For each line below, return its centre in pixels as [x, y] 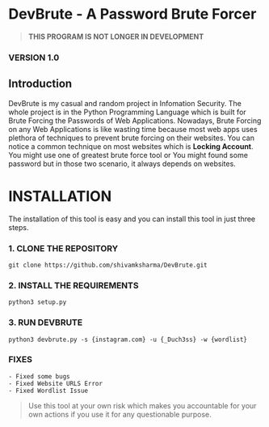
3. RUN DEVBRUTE [46, 322]
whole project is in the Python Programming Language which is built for [127, 112]
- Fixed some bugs [39, 376]
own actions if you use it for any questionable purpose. [120, 414]
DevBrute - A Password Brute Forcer [132, 14]
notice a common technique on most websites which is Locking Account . [131, 146]
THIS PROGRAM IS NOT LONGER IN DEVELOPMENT [116, 36]
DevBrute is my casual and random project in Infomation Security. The [125, 103]
